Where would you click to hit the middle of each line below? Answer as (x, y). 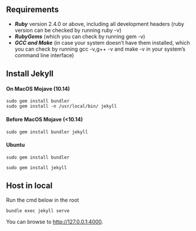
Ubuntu (16, 145)
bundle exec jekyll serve (38, 211)
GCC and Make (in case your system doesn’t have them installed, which (102, 42)
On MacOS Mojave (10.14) (38, 88)
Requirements (32, 10)
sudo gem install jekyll (36, 167)
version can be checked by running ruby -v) (68, 30)
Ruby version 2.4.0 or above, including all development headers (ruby (99, 24)
